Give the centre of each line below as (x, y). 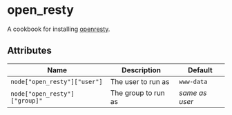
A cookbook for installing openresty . (59, 29)
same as (193, 93)
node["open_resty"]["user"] (57, 82)
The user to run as (140, 81)
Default (200, 70)
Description (141, 70)
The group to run (138, 93)
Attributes (29, 51)
